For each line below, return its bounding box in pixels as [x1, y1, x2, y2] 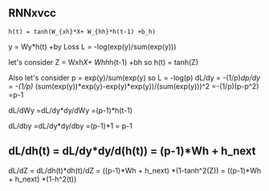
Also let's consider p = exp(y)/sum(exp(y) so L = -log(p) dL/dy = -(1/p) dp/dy [8, 72, 261, 83]
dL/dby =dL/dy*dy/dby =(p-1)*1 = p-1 [8, 120, 132, 131]
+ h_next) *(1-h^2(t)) [8, 174, 77, 184]
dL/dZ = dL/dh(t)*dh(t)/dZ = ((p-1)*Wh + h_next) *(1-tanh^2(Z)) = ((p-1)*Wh [8, 165, 262, 175]
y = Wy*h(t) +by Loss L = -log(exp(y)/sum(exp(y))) [8, 42, 177, 51]
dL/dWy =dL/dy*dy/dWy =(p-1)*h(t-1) [8, 105, 133, 115]
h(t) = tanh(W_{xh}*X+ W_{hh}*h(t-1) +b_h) [8, 27, 157, 35]
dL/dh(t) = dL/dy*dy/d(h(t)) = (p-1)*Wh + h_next [8, 144, 256, 158]
